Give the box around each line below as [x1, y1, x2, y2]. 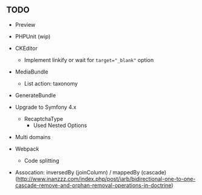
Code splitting [24, 157, 59, 164]
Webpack [15, 145, 39, 152]
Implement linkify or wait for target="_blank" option [24, 56, 154, 63]
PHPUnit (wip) [15, 33, 51, 40]
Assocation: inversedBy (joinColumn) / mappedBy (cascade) [15, 168, 167, 176]
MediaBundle [15, 68, 49, 75]
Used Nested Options [33, 121, 87, 129]
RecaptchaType [24, 115, 64, 122]
